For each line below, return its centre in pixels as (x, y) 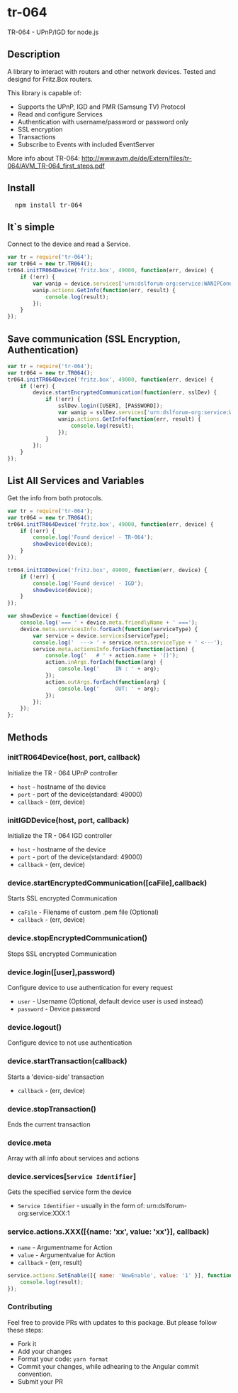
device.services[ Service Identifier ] (72, 1177)
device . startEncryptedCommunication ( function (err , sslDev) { (125, 393)
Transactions (36, 136)
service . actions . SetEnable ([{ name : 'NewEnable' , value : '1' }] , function (120, 1275)
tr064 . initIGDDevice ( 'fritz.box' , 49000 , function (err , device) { (107, 570)
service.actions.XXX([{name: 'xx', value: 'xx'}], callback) (108, 1232)
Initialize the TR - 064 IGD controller (60, 836)
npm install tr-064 (49, 205)
